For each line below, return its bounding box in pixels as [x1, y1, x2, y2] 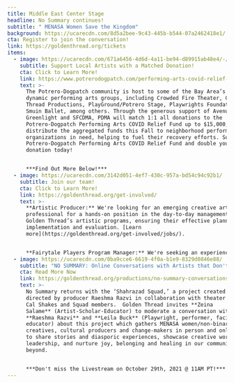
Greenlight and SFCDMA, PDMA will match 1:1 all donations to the [25, 114, 223, 121]
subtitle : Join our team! [19, 178, 95, 185]
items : [7, 50, 26, 57]
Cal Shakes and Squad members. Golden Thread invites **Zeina [25, 301, 214, 308]
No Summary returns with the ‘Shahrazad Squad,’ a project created [25, 288, 226, 295]
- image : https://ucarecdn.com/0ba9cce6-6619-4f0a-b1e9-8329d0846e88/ [13, 256, 223, 263]
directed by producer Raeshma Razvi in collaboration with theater [25, 294, 226, 301]
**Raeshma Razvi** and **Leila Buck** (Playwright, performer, [25, 314, 214, 321]
